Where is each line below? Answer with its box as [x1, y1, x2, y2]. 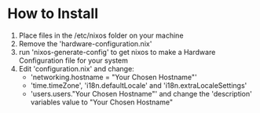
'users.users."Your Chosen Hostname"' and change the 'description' [30, 89, 252, 98]
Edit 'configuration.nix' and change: [18, 64, 134, 73]
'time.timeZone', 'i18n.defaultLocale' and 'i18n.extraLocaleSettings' [30, 80, 247, 90]
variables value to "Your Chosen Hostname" [30, 97, 174, 107]
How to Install [7, 5, 99, 23]
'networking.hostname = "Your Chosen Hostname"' [30, 72, 197, 82]
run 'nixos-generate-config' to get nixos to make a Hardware [18, 47, 216, 56]
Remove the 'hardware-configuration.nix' [18, 38, 152, 48]
